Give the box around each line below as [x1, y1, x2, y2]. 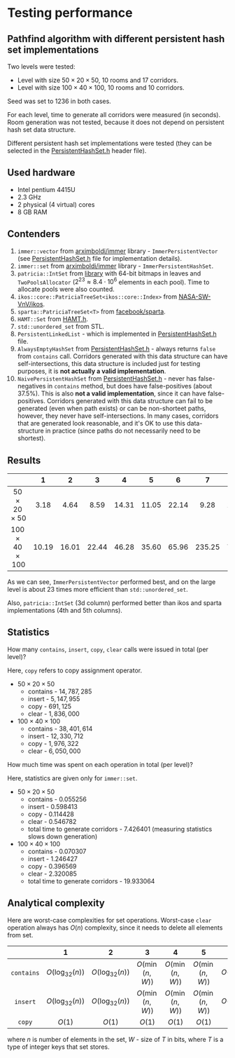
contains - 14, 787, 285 [27, 687, 92, 696]
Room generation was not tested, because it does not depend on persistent [7, 118, 225, 126]
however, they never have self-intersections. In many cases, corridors [17, 412, 219, 420]
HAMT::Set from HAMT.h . [17, 315, 89, 323]
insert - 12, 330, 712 [27, 731, 84, 740]
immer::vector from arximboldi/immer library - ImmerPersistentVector [17, 247, 218, 255]
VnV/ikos [17, 300, 43, 308]
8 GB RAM [17, 208, 48, 216]
